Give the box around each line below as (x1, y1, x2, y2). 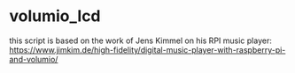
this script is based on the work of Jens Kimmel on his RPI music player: (9, 35, 272, 46)
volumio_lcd (9, 6, 101, 26)
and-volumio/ (9, 54, 58, 64)
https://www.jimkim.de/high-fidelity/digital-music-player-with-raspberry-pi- (9, 44, 286, 55)
